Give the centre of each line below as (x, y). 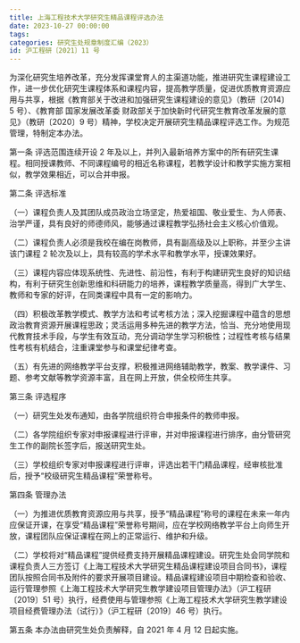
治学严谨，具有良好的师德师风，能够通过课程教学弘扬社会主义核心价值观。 (146, 223)
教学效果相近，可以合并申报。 (79, 174)
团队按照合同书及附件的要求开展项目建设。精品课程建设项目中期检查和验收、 (150, 578)
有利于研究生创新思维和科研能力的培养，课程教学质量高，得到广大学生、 (158, 284)
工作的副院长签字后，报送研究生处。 (83, 446)
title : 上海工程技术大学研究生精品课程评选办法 (87, 17)
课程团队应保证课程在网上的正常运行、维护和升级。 (118, 536)
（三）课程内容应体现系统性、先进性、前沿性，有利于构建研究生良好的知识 (146, 272)
